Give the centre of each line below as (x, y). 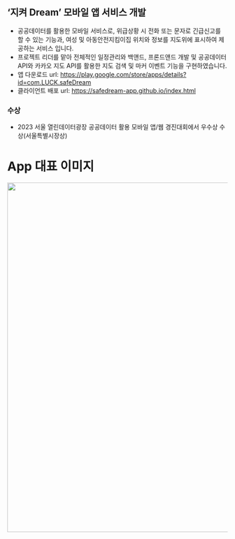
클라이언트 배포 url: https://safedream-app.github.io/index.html (107, 90)
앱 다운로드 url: (38, 74)
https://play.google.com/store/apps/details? (123, 74)
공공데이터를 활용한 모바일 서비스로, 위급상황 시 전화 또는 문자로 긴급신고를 (119, 31)
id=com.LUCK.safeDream (54, 82)
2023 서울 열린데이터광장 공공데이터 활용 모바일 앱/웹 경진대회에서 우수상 (117, 127)
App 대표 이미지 (51, 167)
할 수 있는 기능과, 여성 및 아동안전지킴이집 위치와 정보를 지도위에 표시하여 (117, 39)
